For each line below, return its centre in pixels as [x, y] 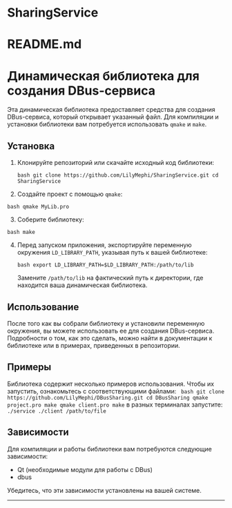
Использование [43, 307]
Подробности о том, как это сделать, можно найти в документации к [110, 338]
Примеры [29, 367]
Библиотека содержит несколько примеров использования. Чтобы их [111, 384]
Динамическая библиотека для [104, 76]
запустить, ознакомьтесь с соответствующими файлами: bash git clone [116, 391]
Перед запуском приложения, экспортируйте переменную [104, 245]
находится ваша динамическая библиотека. [82, 285]
